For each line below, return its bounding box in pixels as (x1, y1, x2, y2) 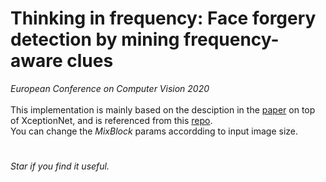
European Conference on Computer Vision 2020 (10, 82, 210, 94)
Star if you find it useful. (10, 160, 110, 172)
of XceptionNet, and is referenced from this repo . (10, 114, 213, 126)
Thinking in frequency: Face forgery (10, 7, 317, 30)
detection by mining (10, 28, 180, 51)
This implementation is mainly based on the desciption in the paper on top (10, 103, 316, 116)
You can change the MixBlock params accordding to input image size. (10, 125, 298, 137)
